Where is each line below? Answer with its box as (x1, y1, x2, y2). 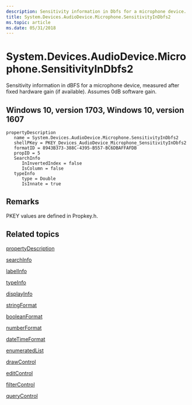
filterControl (6, 381, 35, 388)
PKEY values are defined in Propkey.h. (6, 212, 98, 219)
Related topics (6, 229, 60, 239)
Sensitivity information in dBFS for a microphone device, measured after (6, 82, 180, 89)
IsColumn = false (21, 166, 64, 171)
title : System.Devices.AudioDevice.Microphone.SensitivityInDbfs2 (6, 14, 171, 20)
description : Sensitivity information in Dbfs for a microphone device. (6, 8, 187, 15)
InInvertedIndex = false (21, 160, 82, 166)
